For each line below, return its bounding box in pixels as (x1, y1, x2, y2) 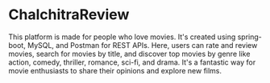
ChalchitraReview (8, 6, 130, 24)
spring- (237, 32, 262, 41)
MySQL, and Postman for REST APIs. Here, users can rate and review (27, 40, 258, 49)
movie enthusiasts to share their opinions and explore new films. (8, 65, 222, 75)
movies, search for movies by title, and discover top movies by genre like (8, 49, 251, 58)
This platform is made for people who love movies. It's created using (8, 32, 236, 41)
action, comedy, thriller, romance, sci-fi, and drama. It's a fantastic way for (8, 57, 256, 67)
